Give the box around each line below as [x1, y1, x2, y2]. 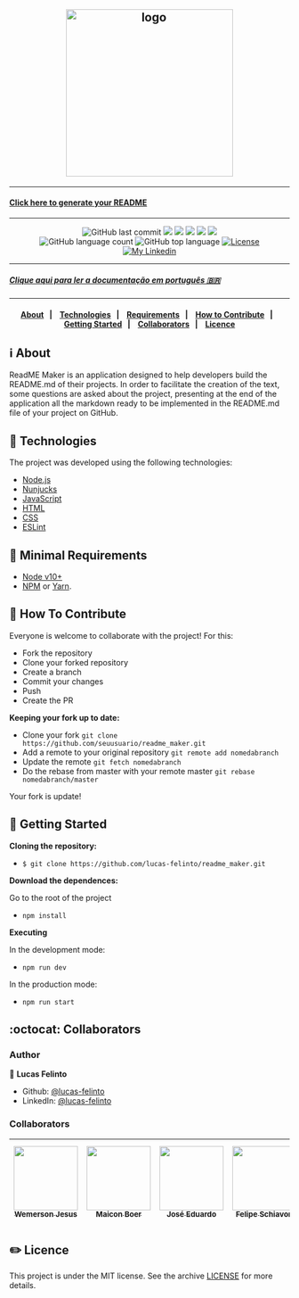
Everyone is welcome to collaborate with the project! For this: [9, 630, 234, 641]
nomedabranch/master [21, 775, 99, 784]
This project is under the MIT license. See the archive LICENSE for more [9, 1270, 273, 1281]
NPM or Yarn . [21, 581, 72, 591]
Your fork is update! [9, 790, 82, 801]
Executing [9, 927, 48, 938]
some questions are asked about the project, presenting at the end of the [9, 389, 278, 400]
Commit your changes [21, 675, 104, 687]
